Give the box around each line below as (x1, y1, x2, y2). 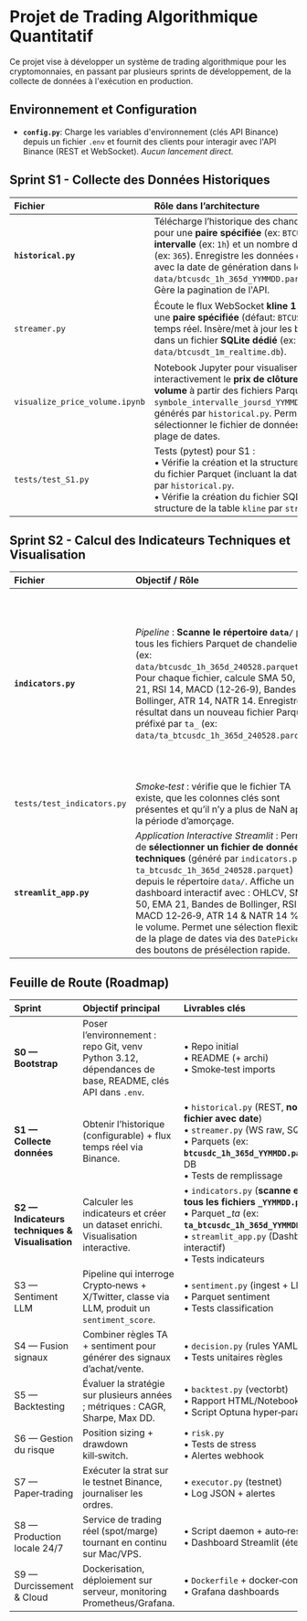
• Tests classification (183, 1302, 274, 1315)
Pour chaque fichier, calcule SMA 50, (135, 672, 295, 685)
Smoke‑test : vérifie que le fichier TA (135, 780, 291, 793)
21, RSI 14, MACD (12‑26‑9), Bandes (135, 683, 297, 696)
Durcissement (14, 1580, 75, 1593)
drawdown (82, 1438, 129, 1451)
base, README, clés (82, 1074, 170, 1087)
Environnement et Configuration (9, 102, 197, 118)
